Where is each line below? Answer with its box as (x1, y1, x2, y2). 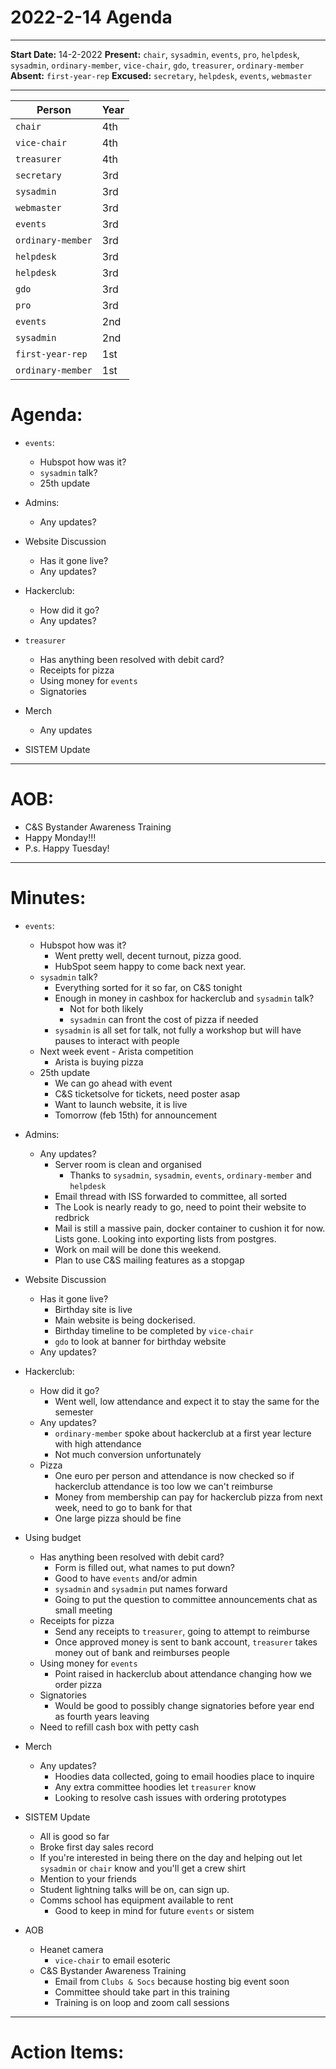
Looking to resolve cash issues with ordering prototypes (54, 1791, 287, 1803)
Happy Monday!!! (24, 831, 97, 843)
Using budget (24, 1531, 82, 1543)
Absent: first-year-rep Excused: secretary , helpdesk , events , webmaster (10, 69, 313, 81)
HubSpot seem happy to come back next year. (54, 960, 247, 972)
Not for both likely (69, 1002, 144, 1015)
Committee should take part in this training (54, 1986, 230, 1998)
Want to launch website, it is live (54, 1098, 188, 1110)
